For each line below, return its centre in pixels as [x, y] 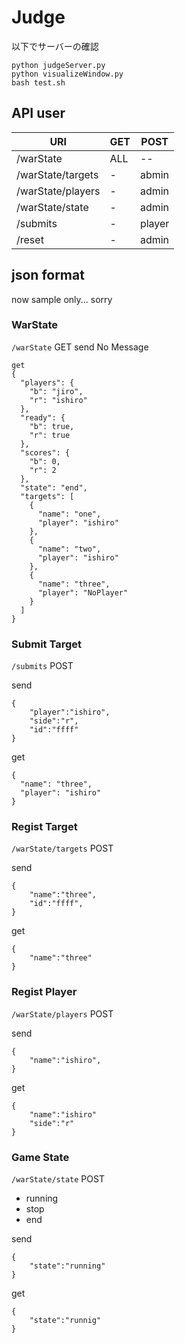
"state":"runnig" [65, 1321]
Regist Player [44, 992]
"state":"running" [67, 1266]
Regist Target [44, 827]
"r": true [50, 435]
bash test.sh [38, 82]
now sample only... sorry [62, 299]
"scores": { [45, 452]
